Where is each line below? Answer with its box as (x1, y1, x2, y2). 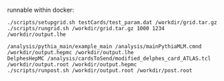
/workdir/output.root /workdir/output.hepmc (7, 61, 137, 68)
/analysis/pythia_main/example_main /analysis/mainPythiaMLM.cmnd (7, 43, 202, 50)
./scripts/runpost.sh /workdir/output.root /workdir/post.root (7, 67, 193, 74)
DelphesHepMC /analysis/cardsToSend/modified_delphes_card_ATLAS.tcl (7, 55, 212, 62)
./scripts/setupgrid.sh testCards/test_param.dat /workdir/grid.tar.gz (7, 19, 217, 26)
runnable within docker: (7, 6, 74, 14)
